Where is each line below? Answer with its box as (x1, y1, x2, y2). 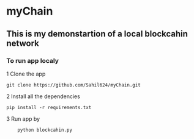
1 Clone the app (6, 70, 46, 77)
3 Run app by (6, 115, 40, 123)
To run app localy (6, 56, 59, 65)
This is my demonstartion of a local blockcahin (6, 29, 188, 39)
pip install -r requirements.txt (6, 104, 92, 110)
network (6, 38, 40, 48)
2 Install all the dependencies (6, 93, 81, 100)
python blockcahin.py (17, 127, 72, 133)
